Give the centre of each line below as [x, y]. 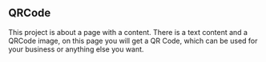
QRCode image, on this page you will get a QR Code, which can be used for [133, 41]
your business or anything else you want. [76, 49]
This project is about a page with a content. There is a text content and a [128, 32]
